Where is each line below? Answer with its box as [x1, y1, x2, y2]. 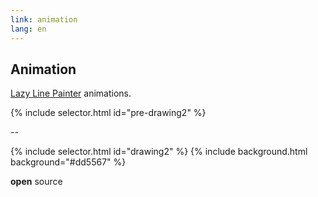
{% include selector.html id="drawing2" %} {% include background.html [10, 146, 308, 158]
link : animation [10, 14, 78, 25]
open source [10, 176, 63, 188]
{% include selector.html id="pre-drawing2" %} [10, 107, 207, 119]
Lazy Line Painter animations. [10, 87, 132, 100]
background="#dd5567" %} [10, 156, 127, 168]
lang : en [10, 24, 47, 34]
